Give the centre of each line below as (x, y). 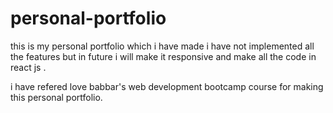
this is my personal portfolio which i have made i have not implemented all (162, 46)
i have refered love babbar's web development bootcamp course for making (167, 86)
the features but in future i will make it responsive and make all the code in (163, 56)
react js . (28, 67)
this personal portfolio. (56, 97)
